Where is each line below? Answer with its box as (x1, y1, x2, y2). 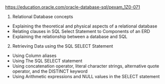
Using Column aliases (12, 53, 57, 58)
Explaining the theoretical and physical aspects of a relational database (12, 23, 158, 29)
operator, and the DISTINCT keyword (12, 68, 88, 74)
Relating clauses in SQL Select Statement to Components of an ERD (12, 28, 151, 34)
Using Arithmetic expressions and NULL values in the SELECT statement (12, 74, 160, 79)
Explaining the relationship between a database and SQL (12, 34, 127, 39)
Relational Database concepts (12, 14, 73, 19)
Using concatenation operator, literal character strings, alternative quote (12, 63, 160, 69)
